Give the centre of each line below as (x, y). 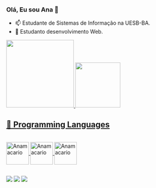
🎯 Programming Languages (58, 125)
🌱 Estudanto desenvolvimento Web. (59, 32)
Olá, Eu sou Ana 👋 (32, 10)
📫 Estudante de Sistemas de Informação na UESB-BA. (82, 23)
